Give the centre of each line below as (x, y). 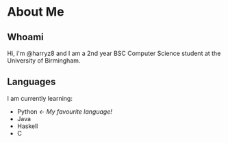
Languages (31, 82)
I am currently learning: (40, 98)
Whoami (25, 37)
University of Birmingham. (44, 61)
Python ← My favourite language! (65, 111)
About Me (36, 12)
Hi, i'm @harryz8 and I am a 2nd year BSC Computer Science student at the (114, 53)
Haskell (27, 126)
